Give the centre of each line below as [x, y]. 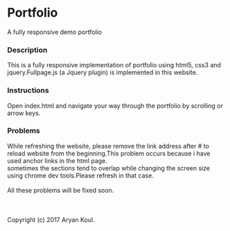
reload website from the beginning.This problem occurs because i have [109, 153]
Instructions [28, 90]
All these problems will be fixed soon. [61, 190]
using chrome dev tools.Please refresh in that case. [80, 176]
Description [27, 50]
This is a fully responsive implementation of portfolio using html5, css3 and [114, 65]
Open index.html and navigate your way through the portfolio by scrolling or [115, 105]
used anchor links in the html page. [57, 160]
